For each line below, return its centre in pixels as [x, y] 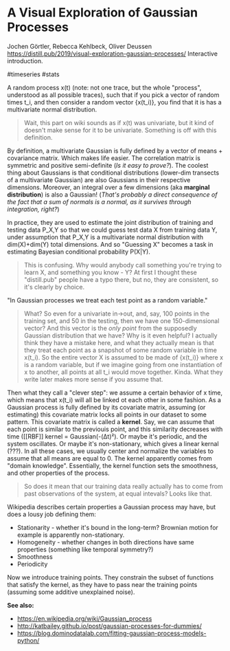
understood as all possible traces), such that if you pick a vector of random [113, 95]
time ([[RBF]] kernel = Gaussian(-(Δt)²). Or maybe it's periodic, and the [107, 436]
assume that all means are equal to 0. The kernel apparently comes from [110, 458]
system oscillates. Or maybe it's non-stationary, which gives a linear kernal [113, 443]
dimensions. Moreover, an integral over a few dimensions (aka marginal [108, 187]
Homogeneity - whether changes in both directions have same [105, 542]
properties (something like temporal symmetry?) [85, 549]
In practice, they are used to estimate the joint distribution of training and [110, 222]
